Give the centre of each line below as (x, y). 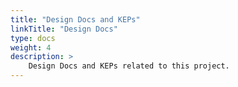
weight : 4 (31, 47)
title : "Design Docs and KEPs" (75, 19)
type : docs (33, 38)
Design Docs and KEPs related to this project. (129, 66)
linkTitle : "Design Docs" (64, 29)
